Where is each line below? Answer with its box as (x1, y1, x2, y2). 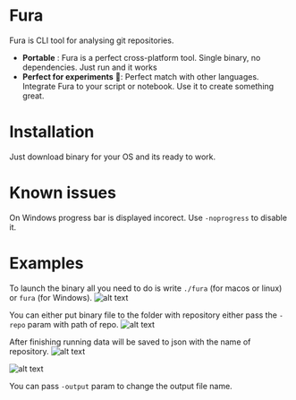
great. (21, 90, 45, 101)
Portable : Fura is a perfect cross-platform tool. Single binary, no (21, 52, 261, 63)
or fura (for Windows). (9, 292, 92, 302)
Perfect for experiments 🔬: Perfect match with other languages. (21, 71, 259, 81)
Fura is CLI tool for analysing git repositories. (9, 35, 174, 46)
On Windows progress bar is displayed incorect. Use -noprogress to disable (9, 212, 288, 223)
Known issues (9, 183, 116, 203)
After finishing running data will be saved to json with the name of (9, 336, 251, 347)
